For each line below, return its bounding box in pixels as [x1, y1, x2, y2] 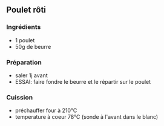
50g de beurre [15, 43, 51, 50]
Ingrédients [6, 23, 41, 31]
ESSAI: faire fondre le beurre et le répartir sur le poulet [15, 78, 151, 85]
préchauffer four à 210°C [15, 107, 77, 114]
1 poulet [15, 36, 35, 44]
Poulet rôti [6, 5, 47, 15]
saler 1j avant [15, 72, 48, 79]
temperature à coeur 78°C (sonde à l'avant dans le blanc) [15, 113, 159, 121]
